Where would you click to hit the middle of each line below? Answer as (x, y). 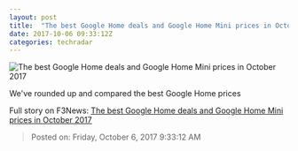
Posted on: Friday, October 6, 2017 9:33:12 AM (116, 137)
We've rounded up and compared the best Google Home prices (125, 94)
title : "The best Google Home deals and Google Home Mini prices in (141, 26)
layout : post (33, 17)
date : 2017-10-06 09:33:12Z (61, 34)
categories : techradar (51, 42)
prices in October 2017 (51, 120)
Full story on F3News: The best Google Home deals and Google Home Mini (146, 110)
